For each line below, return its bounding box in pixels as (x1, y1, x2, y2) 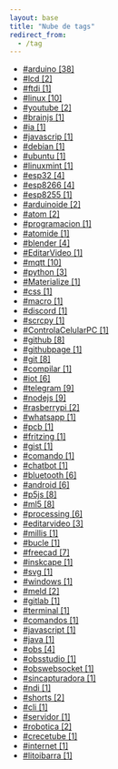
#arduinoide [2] (22, 199, 82, 210)
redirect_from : (9, 30, 67, 39)
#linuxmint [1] (22, 160, 74, 171)
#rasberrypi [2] (22, 402, 80, 413)
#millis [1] (22, 528, 59, 539)
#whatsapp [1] (22, 411, 76, 423)
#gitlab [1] (22, 595, 61, 606)
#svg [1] (22, 566, 54, 578)
